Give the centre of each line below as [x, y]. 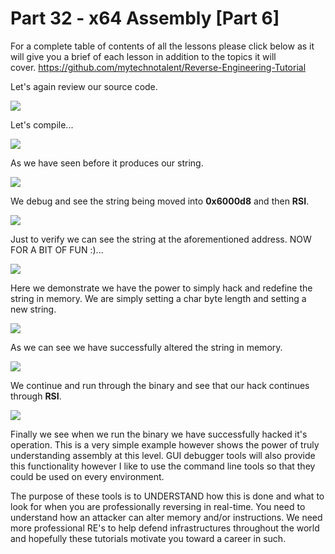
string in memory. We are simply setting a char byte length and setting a [158, 298]
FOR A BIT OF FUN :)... [57, 249]
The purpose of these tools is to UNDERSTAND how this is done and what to [167, 496]
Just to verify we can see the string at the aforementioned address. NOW [161, 239]
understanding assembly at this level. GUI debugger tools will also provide [163, 455]
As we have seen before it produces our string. [107, 163]
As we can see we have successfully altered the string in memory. [146, 347]
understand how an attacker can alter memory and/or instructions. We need [166, 517]
